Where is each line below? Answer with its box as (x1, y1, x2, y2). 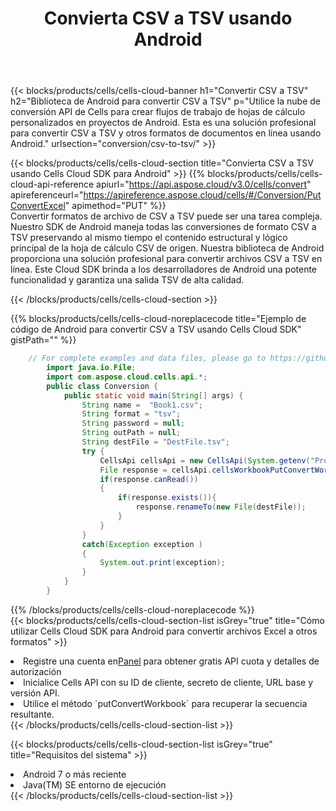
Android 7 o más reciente (23, 768, 127, 780)
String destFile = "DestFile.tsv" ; (81, 437, 230, 447)
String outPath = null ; (81, 428, 182, 438)
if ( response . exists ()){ (117, 493, 217, 503)
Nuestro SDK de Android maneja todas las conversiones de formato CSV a (10, 221, 317, 233)
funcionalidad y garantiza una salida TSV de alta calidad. (10, 274, 245, 286)
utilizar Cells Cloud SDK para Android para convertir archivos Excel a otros (10, 625, 318, 637)
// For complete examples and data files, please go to (28, 353, 267, 364)
